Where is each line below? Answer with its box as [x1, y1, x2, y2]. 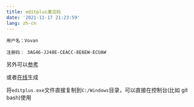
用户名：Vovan [6, 37, 38, 44]
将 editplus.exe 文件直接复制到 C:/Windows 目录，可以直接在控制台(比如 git [6, 86, 189, 94]
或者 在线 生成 [6, 74, 38, 81]
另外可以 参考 [6, 61, 38, 68]
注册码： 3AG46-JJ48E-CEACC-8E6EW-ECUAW [6, 50, 106, 56]
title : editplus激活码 [6, 8, 61, 15]
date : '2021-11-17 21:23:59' [6, 15, 80, 21]
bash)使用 [6, 94, 32, 102]
